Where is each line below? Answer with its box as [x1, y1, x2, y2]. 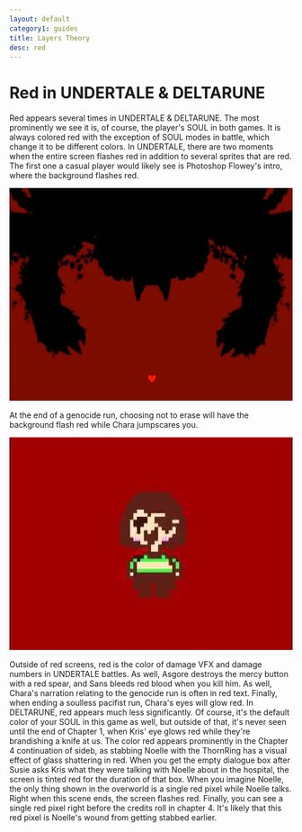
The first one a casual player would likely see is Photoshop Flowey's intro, [9, 160, 283, 171]
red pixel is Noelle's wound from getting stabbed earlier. [9, 812, 218, 823]
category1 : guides [9, 23, 78, 33]
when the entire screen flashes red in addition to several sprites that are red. [9, 151, 292, 162]
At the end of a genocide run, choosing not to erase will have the [9, 410, 249, 421]
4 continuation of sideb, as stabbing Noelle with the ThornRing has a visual [9, 746, 288, 756]
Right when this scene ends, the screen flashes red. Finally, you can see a [9, 793, 283, 804]
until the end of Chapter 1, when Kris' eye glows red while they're [9, 726, 251, 737]
